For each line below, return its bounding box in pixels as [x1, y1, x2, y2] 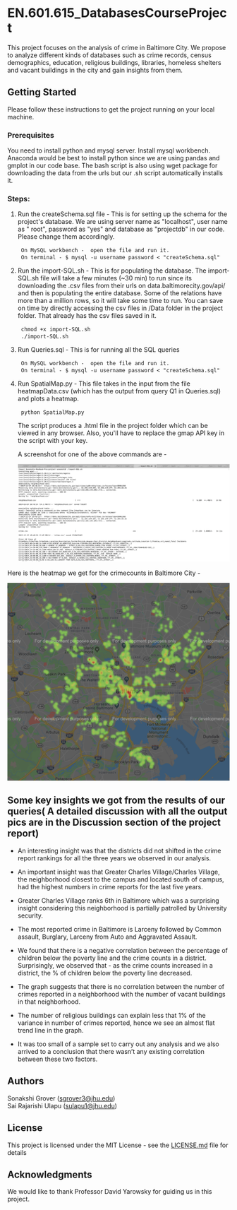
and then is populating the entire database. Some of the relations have [17, 289, 222, 297]
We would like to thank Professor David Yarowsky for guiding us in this [7, 1187, 212, 1196]
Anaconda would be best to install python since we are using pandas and [7, 154, 220, 162]
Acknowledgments [7, 1168, 93, 1180]
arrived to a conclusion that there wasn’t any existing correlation [17, 1047, 205, 1055]
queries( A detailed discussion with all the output [7, 805, 228, 817]
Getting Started [7, 86, 77, 98]
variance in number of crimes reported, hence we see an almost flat [17, 1019, 215, 1027]
